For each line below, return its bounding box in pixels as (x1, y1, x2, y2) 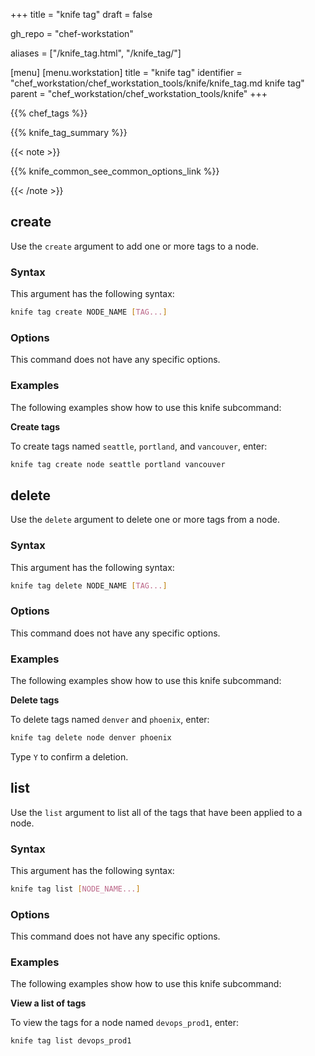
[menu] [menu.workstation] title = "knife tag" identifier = (10, 67, 243, 78)
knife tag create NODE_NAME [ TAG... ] (10, 307, 168, 318)
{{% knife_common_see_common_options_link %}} (10, 165, 220, 177)
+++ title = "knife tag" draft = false (10, 9, 153, 20)
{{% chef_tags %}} (10, 107, 88, 119)
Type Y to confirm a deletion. (10, 750, 129, 763)
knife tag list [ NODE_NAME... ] (10, 884, 141, 894)
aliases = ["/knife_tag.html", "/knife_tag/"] (10, 47, 182, 59)
